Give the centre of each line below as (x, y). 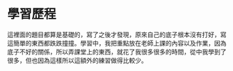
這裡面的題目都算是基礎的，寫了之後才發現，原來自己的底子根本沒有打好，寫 (117, 34)
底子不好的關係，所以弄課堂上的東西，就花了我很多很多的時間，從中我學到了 (117, 52)
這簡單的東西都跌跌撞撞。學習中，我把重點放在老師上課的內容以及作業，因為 (117, 43)
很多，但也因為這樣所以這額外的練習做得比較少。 (77, 60)
